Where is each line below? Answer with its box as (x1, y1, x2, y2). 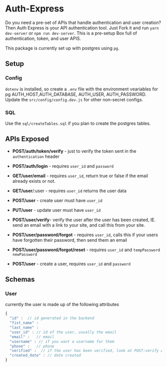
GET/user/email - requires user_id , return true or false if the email (12, 173, 148, 179)
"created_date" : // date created (9, 353, 81, 358)
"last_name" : (9, 325, 39, 330)
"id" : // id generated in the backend (9, 316, 94, 321)
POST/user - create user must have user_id (12, 197, 103, 203)
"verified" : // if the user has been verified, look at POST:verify (9, 348, 159, 354)
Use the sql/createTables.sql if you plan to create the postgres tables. (5, 120, 151, 126)
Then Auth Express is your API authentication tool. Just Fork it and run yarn (5, 24, 159, 30)
